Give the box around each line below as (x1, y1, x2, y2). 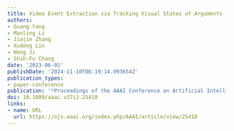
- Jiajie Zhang (7, 36, 52, 43)
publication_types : (7, 74, 64, 82)
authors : (7, 17, 33, 24)
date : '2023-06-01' (7, 62, 64, 69)
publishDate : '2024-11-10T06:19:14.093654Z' (7, 68, 139, 75)
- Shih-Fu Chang (7, 55, 54, 62)
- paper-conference (7, 81, 64, 88)
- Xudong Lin (7, 42, 45, 49)
